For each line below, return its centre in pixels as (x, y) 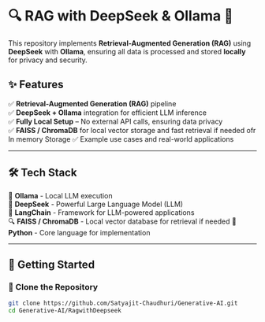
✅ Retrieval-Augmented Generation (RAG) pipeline (92, 103)
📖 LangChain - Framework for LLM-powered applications (101, 212)
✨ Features (36, 85)
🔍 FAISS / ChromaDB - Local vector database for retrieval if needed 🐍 (122, 221)
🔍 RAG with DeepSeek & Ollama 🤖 (121, 16)
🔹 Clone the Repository (53, 287)
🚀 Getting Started (52, 264)
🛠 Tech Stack (43, 173)
